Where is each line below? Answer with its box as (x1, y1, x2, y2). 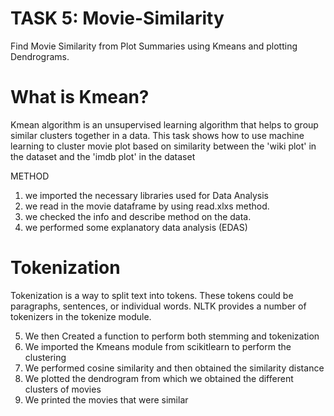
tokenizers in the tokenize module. (10, 310, 152, 322)
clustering (24, 351, 67, 363)
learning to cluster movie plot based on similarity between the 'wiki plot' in (10, 140, 317, 152)
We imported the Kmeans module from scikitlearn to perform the (24, 340, 292, 352)
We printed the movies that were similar (24, 393, 189, 406)
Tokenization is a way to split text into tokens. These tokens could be (10, 289, 294, 301)
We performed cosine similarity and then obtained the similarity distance (24, 362, 325, 374)
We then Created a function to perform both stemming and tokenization (24, 330, 320, 342)
